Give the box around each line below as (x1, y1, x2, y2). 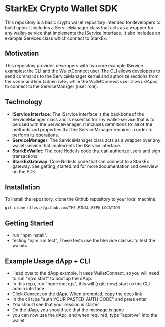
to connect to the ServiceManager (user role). (5, 83, 98, 89)
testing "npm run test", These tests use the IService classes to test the (12, 238, 155, 244)
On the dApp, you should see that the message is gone (12, 307, 124, 313)
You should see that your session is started (12, 302, 100, 307)
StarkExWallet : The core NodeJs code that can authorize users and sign (12, 148, 160, 154)
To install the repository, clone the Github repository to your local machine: (5, 196, 157, 202)
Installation (5, 183, 40, 191)
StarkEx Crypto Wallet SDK (5, 3, 118, 14)
